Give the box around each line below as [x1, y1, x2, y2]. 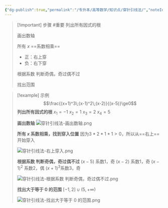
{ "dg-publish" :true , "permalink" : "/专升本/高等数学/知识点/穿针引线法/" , [5, 7, 148, 13]
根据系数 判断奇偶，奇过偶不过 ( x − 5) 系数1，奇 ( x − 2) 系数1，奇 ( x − [17, 159, 159, 165]
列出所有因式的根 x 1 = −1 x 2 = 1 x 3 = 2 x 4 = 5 [17, 109, 111, 116]
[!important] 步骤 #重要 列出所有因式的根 [17, 22, 101, 28]
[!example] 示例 [17, 92, 50, 98]
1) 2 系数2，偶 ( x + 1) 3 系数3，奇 [17, 164, 81, 171]
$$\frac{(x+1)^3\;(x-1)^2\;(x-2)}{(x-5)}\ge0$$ [43, 100, 137, 106]
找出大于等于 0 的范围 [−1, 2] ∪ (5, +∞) [17, 186, 96, 192]
